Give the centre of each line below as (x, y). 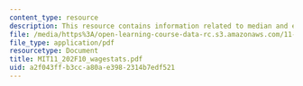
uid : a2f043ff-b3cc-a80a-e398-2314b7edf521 (92, 68)
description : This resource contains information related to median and (149, 26)
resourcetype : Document (54, 51)
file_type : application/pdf (62, 43)
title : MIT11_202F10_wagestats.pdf (76, 59)
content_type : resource (54, 17)
